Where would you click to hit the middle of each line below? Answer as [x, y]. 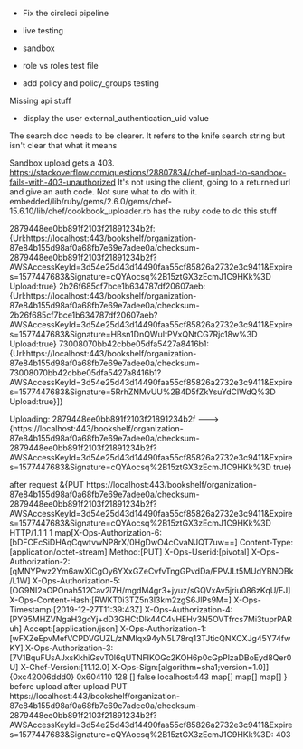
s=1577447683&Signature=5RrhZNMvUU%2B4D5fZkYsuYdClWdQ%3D [142, 392]
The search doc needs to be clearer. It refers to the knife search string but [147, 136]
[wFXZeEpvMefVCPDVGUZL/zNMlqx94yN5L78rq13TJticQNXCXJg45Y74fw [150, 638]
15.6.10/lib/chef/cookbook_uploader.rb [80, 211]
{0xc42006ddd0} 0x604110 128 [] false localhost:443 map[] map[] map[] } [148, 677]
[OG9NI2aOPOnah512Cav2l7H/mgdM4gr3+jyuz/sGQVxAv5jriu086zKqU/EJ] [150, 590]
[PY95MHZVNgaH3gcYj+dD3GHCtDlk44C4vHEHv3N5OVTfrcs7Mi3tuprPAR [151, 619]
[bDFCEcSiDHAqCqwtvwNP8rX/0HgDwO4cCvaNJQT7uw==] [123, 542]
